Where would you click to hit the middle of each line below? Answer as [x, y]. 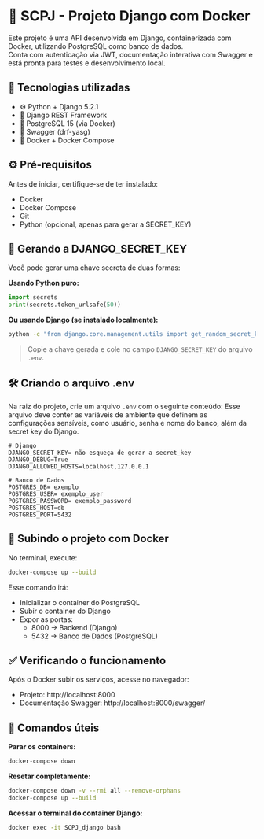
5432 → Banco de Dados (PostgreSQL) [95, 636]
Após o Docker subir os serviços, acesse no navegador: [99, 679]
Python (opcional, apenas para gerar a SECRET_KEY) [105, 224]
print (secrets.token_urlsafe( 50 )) [65, 305]
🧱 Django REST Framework [63, 115]
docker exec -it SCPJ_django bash [65, 827]
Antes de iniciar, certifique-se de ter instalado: [83, 183]
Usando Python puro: [44, 283]
